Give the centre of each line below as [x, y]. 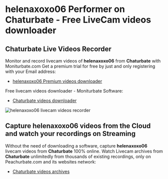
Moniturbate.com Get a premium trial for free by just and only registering [80, 66]
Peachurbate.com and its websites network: [51, 161]
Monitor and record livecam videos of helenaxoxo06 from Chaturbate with [83, 61]
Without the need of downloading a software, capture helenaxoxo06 [76, 145]
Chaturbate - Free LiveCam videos [78, 20]
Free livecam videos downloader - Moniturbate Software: [64, 91]
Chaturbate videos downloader [44, 100]
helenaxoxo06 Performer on [65, 9]
